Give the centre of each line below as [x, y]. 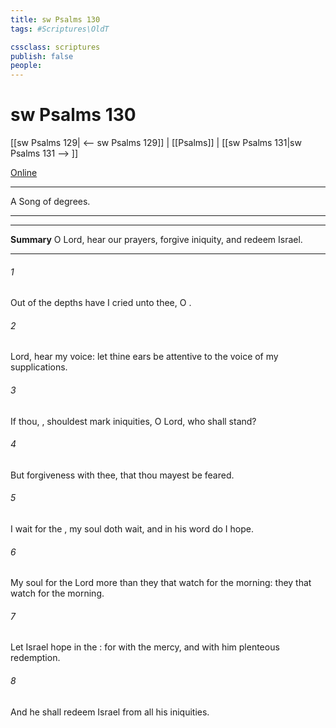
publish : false [42, 56]
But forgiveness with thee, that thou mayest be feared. [122, 475]
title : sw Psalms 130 [55, 19]
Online [24, 173]
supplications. [39, 367]
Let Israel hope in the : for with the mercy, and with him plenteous [145, 647]
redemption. [35, 658]
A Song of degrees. [50, 202]
